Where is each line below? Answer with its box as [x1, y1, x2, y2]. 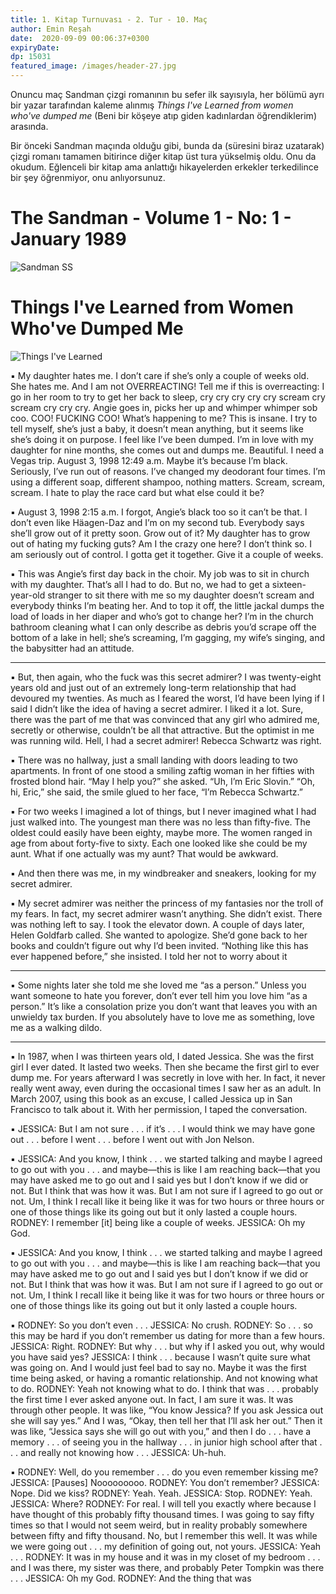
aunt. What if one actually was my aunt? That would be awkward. [10, 847, 279, 860]
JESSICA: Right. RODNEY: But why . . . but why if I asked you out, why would [10, 1340, 325, 1352]
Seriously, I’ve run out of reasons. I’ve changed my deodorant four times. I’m [10, 465, 326, 477]
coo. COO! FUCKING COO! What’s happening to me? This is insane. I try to [10, 412, 318, 424]
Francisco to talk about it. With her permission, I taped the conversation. [10, 1103, 308, 1115]
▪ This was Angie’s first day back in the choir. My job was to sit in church [10, 567, 310, 580]
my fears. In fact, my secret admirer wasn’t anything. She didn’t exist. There [10, 907, 323, 920]
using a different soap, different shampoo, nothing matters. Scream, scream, [10, 476, 326, 488]
